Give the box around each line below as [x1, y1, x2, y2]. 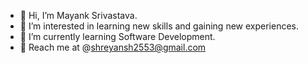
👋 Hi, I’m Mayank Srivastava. [19, 10, 138, 21]
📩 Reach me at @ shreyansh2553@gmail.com [19, 41, 207, 53]
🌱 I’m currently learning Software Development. [19, 31, 216, 42]
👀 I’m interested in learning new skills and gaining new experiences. [19, 20, 300, 32]
